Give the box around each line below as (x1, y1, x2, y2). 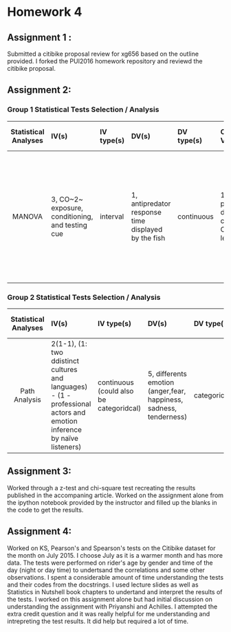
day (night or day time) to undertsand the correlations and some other (7, 565, 205, 574)
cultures (51, 364, 78, 374)
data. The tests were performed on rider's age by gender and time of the (7, 558, 213, 567)
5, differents (147, 369, 187, 378)
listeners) (51, 442, 82, 451)
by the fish (131, 233, 166, 243)
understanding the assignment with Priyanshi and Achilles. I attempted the (7, 602, 218, 611)
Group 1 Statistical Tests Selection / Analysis (7, 105, 159, 114)
